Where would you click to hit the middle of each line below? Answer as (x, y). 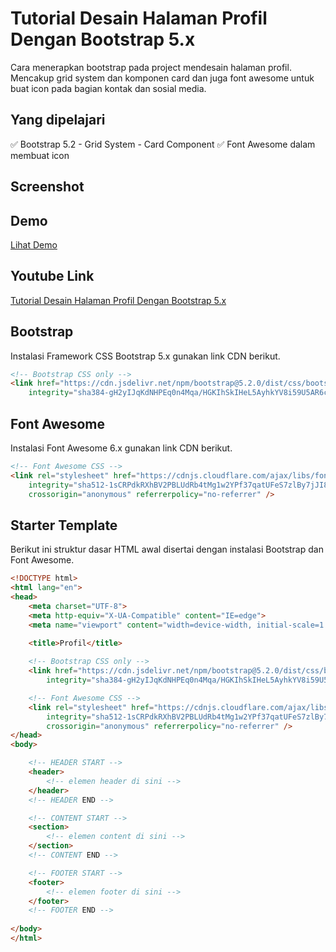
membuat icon (40, 155)
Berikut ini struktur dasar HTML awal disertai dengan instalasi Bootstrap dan (167, 549)
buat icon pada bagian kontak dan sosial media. (108, 88)
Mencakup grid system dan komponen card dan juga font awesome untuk (162, 78)
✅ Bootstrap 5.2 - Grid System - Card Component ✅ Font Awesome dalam (163, 144)
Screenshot (47, 187)
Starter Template (64, 525)
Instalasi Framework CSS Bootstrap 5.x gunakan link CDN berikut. (145, 356)
